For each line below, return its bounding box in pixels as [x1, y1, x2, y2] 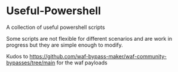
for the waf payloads [56, 59, 108, 66]
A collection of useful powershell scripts [6, 24, 106, 31]
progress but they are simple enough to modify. [6, 41, 124, 48]
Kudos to [6, 53, 29, 60]
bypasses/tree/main [6, 59, 56, 66]
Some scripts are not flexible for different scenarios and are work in [6, 35, 173, 42]
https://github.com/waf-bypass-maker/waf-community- [29, 53, 167, 60]
